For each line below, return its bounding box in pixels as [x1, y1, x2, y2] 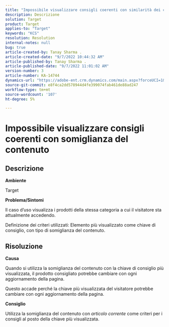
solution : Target [5, 17, 42, 22]
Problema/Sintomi [5, 197, 44, 203]
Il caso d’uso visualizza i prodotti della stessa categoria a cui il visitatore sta [5, 207, 162, 213]
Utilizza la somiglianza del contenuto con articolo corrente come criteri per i [5, 311, 162, 317]
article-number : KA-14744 [5, 73, 59, 78]
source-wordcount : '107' [5, 92, 57, 97]
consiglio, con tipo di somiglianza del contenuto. [5, 228, 106, 234]
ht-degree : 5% [5, 96, 35, 101]
